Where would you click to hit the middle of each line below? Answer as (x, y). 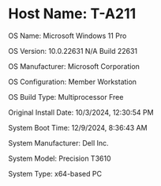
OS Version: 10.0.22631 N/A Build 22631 (73, 51)
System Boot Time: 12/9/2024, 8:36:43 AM (78, 127)
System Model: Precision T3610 (60, 158)
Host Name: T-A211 (72, 14)
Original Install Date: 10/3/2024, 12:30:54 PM (81, 112)
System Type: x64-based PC (55, 173)
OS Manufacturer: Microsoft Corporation (74, 66)
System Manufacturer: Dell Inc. (58, 142)
